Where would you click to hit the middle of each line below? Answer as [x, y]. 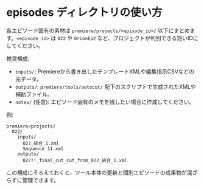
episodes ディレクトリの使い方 [84, 12]
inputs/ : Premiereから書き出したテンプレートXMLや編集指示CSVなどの [105, 71]
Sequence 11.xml [43, 149]
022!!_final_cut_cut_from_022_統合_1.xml [75, 160]
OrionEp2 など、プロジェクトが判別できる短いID [133, 38]
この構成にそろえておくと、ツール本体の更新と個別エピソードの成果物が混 [100, 172]
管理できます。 [41, 180]
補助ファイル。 [34, 94]
